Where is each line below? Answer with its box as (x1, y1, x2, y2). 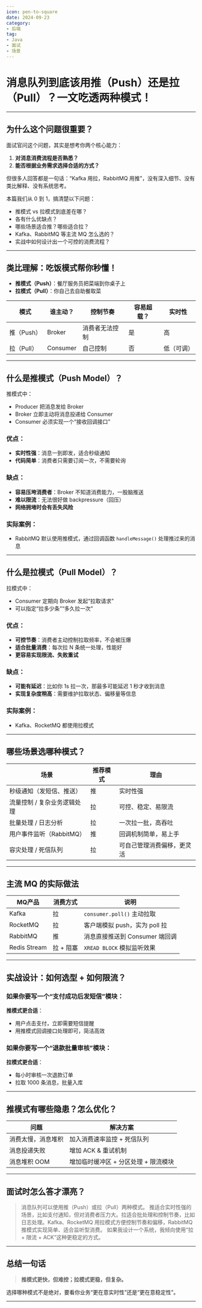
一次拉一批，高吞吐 (119, 818, 174, 826)
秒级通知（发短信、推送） (9, 787, 82, 795)
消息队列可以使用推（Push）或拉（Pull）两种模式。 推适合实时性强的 (20, 1203, 192, 1210)
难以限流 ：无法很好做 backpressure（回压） (14, 495, 125, 503)
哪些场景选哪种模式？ (6, 747, 85, 757)
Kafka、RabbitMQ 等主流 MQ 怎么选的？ (14, 230, 115, 237)
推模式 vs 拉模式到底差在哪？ (14, 207, 87, 215)
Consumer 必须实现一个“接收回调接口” (14, 418, 111, 426)
